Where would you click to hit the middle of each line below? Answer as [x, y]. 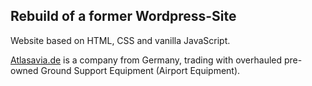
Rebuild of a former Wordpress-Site [123, 16]
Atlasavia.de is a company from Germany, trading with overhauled [146, 60]
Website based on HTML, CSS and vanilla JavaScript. [120, 40]
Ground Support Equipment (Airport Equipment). [140, 70]
